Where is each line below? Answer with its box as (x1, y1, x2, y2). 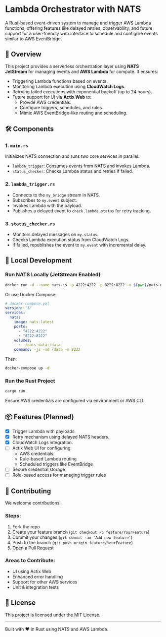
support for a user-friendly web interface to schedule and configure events (5, 30, 158, 36)
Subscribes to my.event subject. (12, 197, 78, 203)
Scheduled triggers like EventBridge (19, 461, 93, 467)
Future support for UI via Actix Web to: (12, 94, 92, 100)
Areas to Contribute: (5, 557, 55, 564)
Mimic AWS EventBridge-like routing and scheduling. (19, 110, 127, 116)
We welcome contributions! (5, 500, 61, 506)
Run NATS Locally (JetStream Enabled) (5, 271, 101, 278)
